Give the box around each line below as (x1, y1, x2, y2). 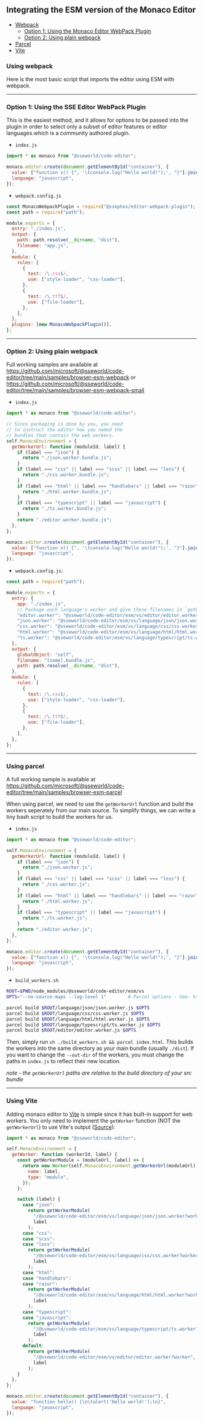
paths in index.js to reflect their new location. (6, 1058, 121, 1065)
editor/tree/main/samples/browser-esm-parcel (6, 788, 123, 796)
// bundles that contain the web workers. (6, 432, 115, 438)
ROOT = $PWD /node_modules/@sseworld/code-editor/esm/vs (6, 988, 145, 995)
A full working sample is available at (6, 775, 95, 783)
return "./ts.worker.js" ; (22, 915, 88, 921)
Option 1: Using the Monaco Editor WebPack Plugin (24, 27, 152, 35)
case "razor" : (22, 1281, 59, 1287)
